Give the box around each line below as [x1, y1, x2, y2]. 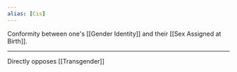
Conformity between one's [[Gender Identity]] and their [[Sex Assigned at [7, 29, 221, 38]
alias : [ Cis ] [7, 10, 46, 17]
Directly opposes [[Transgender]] [7, 57, 104, 65]
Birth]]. [7, 36, 28, 45]
